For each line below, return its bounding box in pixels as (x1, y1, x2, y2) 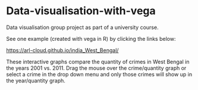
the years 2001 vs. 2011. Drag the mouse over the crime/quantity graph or (6, 64, 187, 72)
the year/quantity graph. (6, 77, 65, 84)
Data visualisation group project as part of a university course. (6, 24, 159, 31)
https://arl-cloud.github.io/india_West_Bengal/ (6, 46, 119, 54)
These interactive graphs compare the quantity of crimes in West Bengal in (6, 58, 190, 65)
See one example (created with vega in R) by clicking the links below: (6, 35, 176, 42)
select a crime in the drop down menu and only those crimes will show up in (6, 70, 193, 78)
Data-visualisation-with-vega (6, 4, 156, 18)
